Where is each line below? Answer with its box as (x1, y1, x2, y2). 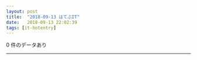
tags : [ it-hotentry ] (6, 24, 57, 31)
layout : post (6, 8, 38, 15)
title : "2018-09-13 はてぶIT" (6, 14, 80, 20)
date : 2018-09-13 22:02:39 (6, 19, 77, 25)
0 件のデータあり (6, 41, 47, 48)
